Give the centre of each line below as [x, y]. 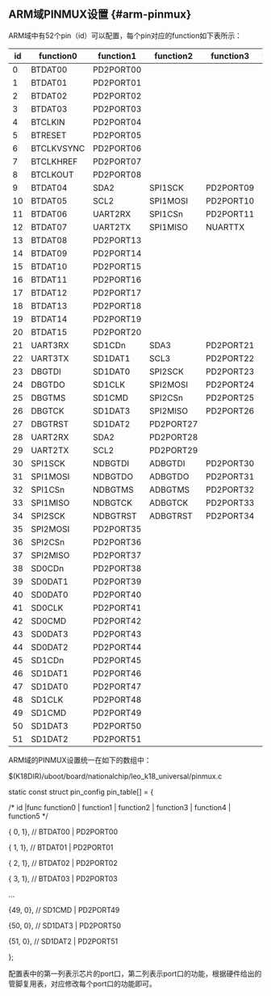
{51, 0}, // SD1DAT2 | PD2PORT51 [63, 941]
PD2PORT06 [117, 148]
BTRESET [49, 135]
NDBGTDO [113, 477]
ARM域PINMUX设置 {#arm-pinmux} [100, 15]
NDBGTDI [111, 463]
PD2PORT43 [117, 634]
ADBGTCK [169, 502]
